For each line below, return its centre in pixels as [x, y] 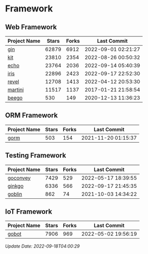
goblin [15, 194]
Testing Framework [36, 155]
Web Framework [31, 27]
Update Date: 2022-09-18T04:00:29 [43, 246]
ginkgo [16, 186]
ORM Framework [31, 116]
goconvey [19, 178]
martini [16, 90]
